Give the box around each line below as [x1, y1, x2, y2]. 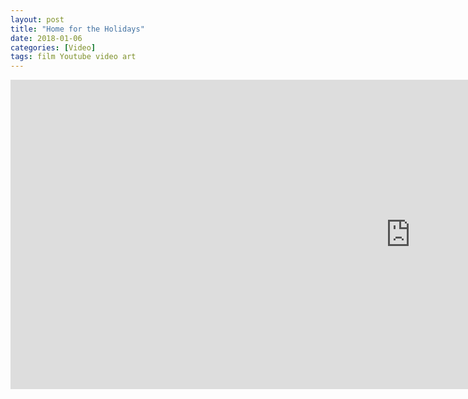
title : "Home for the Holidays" [10, 24, 145, 34]
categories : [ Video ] [10, 42, 97, 53]
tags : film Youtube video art [10, 52, 137, 62]
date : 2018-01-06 [10, 33, 83, 43]
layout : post [10, 14, 65, 25]
